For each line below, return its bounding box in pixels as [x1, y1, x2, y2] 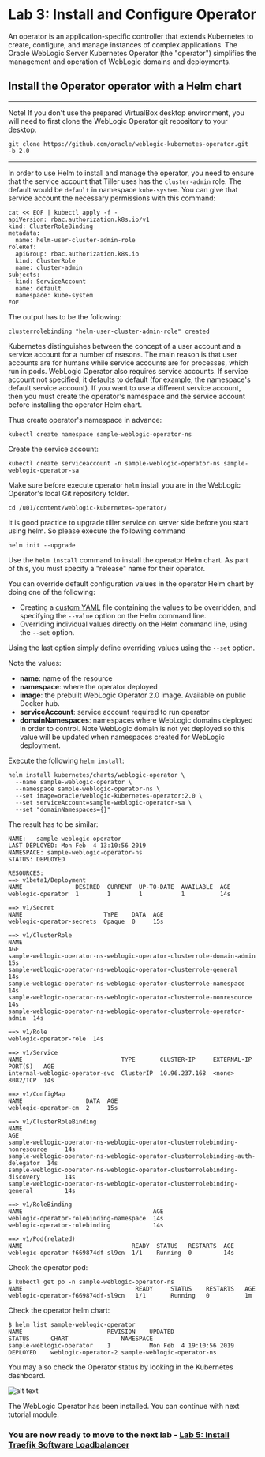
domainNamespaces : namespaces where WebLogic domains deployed [19, 715, 254, 725]
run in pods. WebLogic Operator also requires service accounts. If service [8, 366, 248, 375]
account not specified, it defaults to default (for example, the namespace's [8, 375, 251, 384]
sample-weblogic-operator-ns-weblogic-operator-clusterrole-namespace [8, 980, 245, 988]
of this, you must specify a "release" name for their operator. [8, 563, 206, 573]
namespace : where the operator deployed [19, 682, 158, 691]
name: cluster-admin [15, 263, 83, 271]
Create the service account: [8, 444, 99, 454]
